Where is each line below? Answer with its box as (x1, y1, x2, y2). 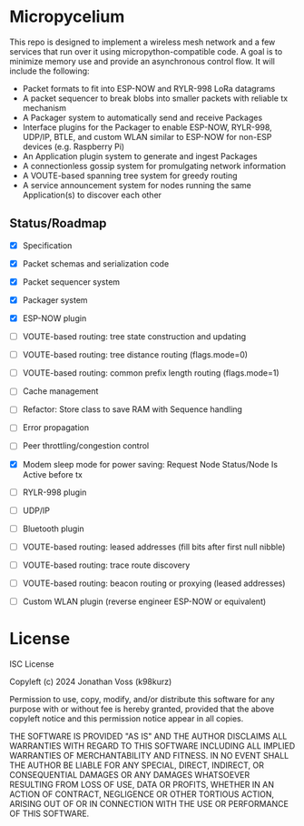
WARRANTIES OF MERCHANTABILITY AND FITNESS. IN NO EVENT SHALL (9, 750, 289, 761)
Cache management (22, 386, 99, 397)
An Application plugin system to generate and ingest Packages (22, 150, 258, 161)
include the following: (9, 65, 90, 76)
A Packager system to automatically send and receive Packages (22, 112, 263, 123)
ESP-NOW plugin (22, 313, 87, 324)
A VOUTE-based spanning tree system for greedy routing (22, 170, 238, 181)
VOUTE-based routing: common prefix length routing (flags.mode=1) (22, 368, 279, 378)
